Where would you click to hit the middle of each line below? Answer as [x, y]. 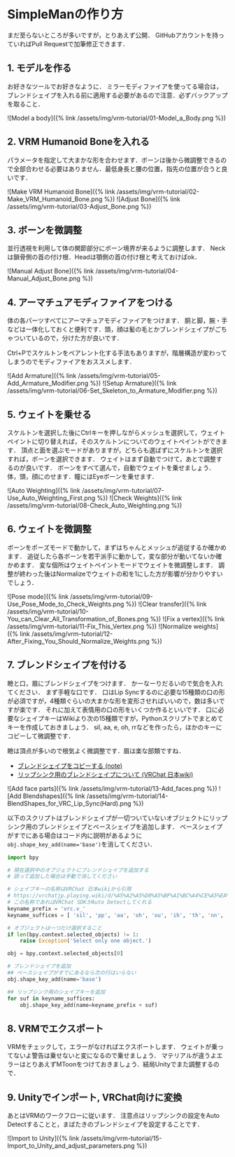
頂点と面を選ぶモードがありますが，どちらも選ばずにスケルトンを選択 [122, 450]
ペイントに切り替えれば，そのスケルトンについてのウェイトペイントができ [114, 441]
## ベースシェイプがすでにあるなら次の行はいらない [72, 973]
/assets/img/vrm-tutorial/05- [119, 376]
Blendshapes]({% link [54, 796]
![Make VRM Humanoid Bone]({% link [61, 191]
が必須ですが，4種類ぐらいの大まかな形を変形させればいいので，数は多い [113, 701]
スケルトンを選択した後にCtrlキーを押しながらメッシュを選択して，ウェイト [116, 433]
